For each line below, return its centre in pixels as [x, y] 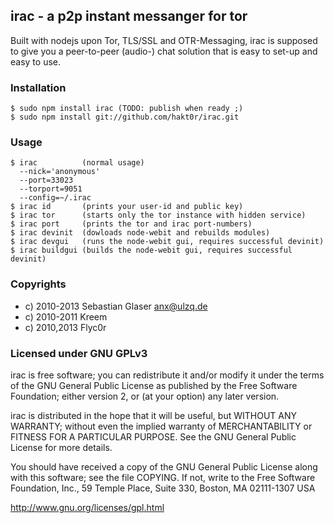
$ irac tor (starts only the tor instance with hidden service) [158, 215]
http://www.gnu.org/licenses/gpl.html [87, 507]
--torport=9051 [51, 189]
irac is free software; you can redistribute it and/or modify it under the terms [167, 375]
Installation [38, 87]
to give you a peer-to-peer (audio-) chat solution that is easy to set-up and [164, 51]
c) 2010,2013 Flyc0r [65, 327]
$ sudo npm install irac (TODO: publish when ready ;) [127, 109]
